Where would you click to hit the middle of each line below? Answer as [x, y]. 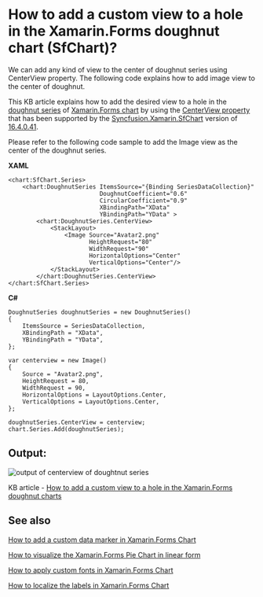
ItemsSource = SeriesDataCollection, [84, 326]
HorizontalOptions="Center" [135, 256]
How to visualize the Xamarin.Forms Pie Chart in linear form [104, 555]
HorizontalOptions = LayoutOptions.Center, [95, 395]
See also [29, 521]
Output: [27, 453]
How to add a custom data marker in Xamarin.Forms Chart [102, 540]
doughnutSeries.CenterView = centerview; [77, 422]
